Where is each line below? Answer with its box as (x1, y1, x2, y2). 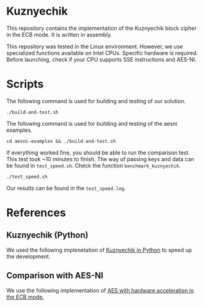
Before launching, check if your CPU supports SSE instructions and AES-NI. (6, 56, 197, 63)
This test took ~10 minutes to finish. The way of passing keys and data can (6, 155, 194, 162)
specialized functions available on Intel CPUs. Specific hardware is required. (6, 49, 199, 56)
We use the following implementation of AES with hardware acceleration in (6, 286, 194, 294)
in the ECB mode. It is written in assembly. (6, 31, 112, 38)
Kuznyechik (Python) (6, 230, 89, 241)
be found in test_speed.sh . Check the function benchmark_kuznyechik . (6, 162, 181, 169)
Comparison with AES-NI (6, 271, 104, 281)
